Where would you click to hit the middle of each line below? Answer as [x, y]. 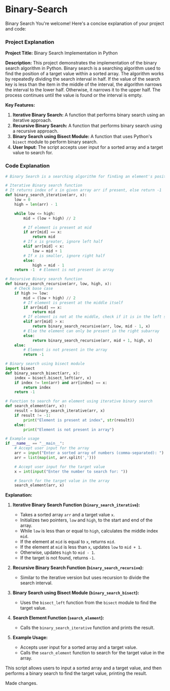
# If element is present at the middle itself [73, 303]
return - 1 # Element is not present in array [64, 270]
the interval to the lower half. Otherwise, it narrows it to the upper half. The [83, 90]
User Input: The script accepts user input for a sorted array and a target [88, 147]
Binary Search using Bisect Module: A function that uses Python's [82, 137]
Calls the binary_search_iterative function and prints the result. [87, 628]
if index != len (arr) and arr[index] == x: [61, 383]
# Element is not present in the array [66, 350]
